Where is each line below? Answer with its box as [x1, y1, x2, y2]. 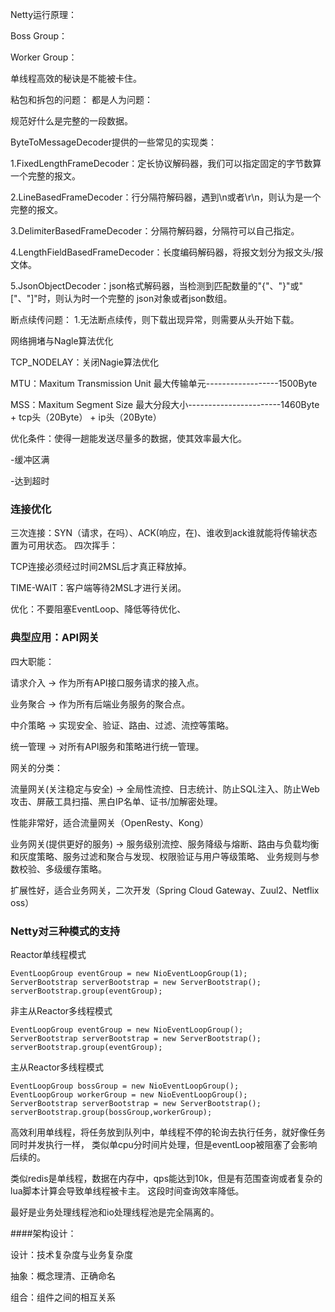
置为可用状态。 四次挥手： [10, 539, 118, 552]
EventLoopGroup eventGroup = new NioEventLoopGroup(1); [10, 968, 248, 978]
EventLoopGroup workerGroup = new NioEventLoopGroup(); [10, 1089, 248, 1100]
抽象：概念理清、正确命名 [10, 1269, 116, 1282]
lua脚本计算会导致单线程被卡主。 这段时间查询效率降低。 [10, 1184, 245, 1197]
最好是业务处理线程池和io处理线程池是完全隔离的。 [10, 1206, 220, 1218]
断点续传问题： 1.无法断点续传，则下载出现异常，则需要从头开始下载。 [10, 314, 300, 325]
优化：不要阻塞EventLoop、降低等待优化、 [10, 603, 187, 615]
